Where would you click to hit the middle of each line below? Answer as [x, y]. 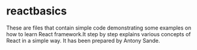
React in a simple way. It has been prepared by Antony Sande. [83, 40]
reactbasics [37, 11]
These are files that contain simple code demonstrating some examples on [99, 28]
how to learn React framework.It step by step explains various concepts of [98, 34]
